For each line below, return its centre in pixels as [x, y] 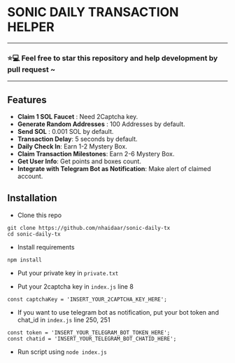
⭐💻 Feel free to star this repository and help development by [113, 58]
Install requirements [46, 247]
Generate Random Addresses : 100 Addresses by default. [101, 124]
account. [30, 177]
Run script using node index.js [62, 352]
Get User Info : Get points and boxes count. [79, 161]
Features [27, 100]
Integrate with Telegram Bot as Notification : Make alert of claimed [114, 169]
